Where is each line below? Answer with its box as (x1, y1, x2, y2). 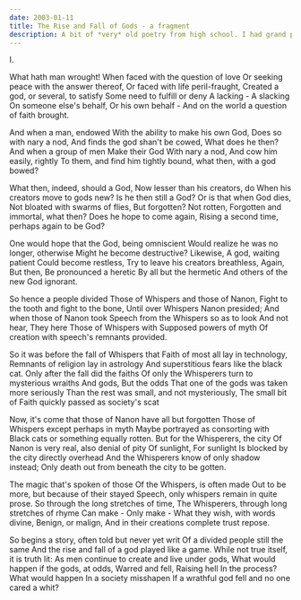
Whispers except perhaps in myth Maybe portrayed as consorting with (9, 423, 271, 435)
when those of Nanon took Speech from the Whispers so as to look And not (9, 313, 288, 324)
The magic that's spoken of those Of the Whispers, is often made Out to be (9, 479, 287, 490)
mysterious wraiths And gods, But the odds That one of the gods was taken (9, 378, 288, 388)
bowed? (9, 165, 39, 176)
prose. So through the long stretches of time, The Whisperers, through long (9, 499, 288, 509)
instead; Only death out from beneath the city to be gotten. (9, 462, 227, 473)
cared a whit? (9, 582, 60, 593)
